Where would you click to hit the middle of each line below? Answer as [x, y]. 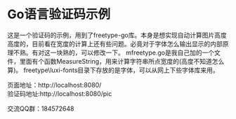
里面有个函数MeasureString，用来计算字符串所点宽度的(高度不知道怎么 [122, 61]
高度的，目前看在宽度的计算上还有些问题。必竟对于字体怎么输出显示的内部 [115, 43]
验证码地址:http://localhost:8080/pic [60, 93]
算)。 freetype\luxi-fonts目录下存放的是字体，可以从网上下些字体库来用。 [113, 70]
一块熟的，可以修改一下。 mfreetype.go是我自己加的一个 [132, 52]
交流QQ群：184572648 [41, 108]
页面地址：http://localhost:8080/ [54, 85]
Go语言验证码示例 [59, 14]
